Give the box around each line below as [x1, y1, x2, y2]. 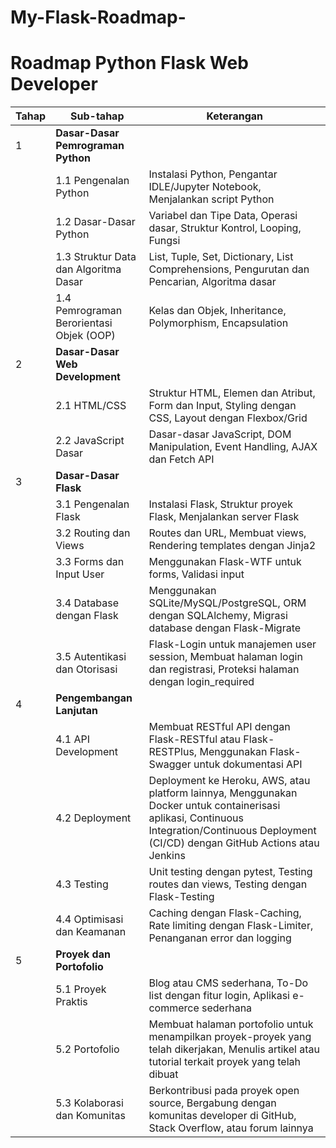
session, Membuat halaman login [148, 650, 303, 664]
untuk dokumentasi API [193, 757, 303, 771]
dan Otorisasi [55, 662, 118, 676]
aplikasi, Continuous [148, 811, 244, 825]
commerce [148, 1001, 200, 1015]
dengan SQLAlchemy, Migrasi [148, 609, 288, 623]
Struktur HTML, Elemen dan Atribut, [148, 386, 316, 400]
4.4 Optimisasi [55, 912, 124, 926]
